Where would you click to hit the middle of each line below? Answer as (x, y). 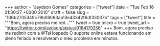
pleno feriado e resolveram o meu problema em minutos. (62, 38)
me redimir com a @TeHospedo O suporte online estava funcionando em (78, 33)
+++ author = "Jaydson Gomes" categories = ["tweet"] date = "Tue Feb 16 (79, 7)
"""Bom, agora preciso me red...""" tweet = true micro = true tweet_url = (77, 23)
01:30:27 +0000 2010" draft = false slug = (47, 12)
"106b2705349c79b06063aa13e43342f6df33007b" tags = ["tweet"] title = (80, 17)
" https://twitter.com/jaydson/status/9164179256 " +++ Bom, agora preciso (79, 28)
